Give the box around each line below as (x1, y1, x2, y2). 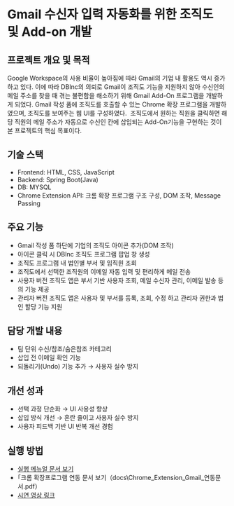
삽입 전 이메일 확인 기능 (17, 353, 82, 362)
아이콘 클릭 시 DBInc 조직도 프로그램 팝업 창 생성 (17, 249, 150, 258)
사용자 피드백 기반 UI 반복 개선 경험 (17, 422, 113, 431)
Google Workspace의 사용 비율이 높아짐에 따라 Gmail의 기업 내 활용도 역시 (7, 74, 213, 82)
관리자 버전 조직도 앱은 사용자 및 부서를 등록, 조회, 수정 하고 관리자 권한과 (17, 294, 217, 302)
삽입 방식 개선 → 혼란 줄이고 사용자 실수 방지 (17, 413, 139, 422)
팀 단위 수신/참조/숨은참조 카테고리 (17, 345, 112, 353)
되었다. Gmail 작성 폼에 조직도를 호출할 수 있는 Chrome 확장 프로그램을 (14, 100, 208, 109)
